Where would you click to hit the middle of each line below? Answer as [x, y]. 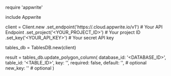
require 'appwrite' [24, 7]
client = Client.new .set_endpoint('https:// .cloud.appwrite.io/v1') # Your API [84, 27]
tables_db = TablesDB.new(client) [41, 47]
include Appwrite [23, 17]
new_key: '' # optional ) [30, 68]
